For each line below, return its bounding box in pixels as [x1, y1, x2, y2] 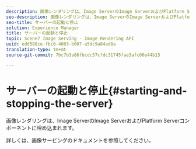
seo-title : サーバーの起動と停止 [6, 19, 79, 25]
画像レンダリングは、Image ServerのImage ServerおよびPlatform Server [6, 117, 180, 124]
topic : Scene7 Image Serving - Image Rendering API [6, 36, 134, 41]
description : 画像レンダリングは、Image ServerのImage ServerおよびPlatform [6, 8, 185, 15]
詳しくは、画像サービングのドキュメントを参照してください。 [6, 137, 155, 144]
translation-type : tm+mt [6, 47, 66, 53]
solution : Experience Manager [6, 25, 80, 31]
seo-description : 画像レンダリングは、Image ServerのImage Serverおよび [6, 14, 174, 20]
